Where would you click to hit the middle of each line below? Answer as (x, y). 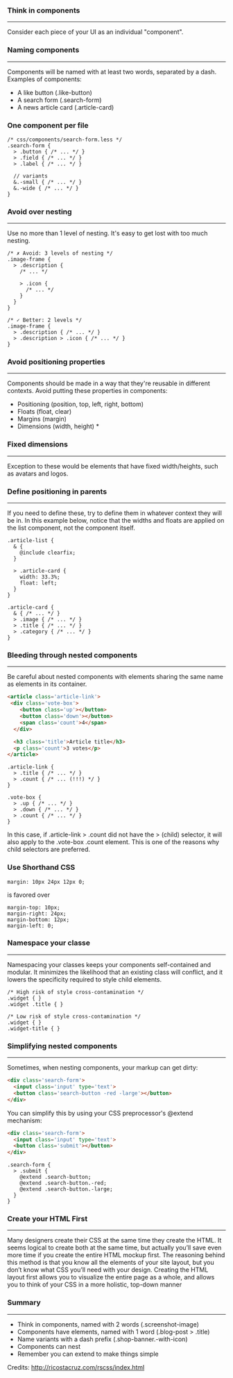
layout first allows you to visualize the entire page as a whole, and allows (111, 1277)
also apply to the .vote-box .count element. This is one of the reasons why (113, 842)
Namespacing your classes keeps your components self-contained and (109, 964)
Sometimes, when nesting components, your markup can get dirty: (103, 1068)
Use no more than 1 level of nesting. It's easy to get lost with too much (107, 233)
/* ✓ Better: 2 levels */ (44, 320)
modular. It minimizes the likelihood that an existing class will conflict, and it (115, 972)
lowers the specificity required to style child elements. (85, 979)
